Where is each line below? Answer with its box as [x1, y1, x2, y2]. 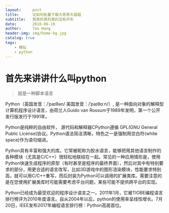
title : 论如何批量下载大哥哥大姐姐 [5, 12, 82, 17]
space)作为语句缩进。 [5, 137, 51, 143]
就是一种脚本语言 [17, 90, 53, 96]
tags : [5, 40, 17, 45]
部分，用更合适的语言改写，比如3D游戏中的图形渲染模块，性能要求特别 [14, 167, 161, 173]
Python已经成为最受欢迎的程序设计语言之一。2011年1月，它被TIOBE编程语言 [5, 190, 163, 196]
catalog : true [5, 36, 35, 41]
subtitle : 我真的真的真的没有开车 [5, 17, 74, 22]
